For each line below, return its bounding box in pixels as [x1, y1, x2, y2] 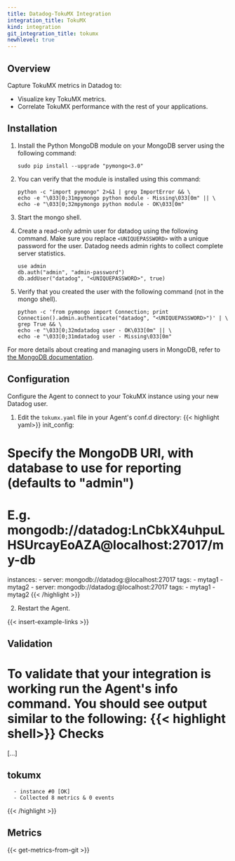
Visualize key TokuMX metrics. [17, 94, 107, 103]
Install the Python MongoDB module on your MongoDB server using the [17, 141, 224, 150]
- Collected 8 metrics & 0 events [13, 794, 114, 801]
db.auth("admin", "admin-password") [17, 269, 125, 276]
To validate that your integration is [7, 666, 212, 682]
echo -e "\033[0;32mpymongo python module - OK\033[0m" [17, 200, 184, 208]
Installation [7, 122, 58, 134]
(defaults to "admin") [7, 475, 135, 491]
